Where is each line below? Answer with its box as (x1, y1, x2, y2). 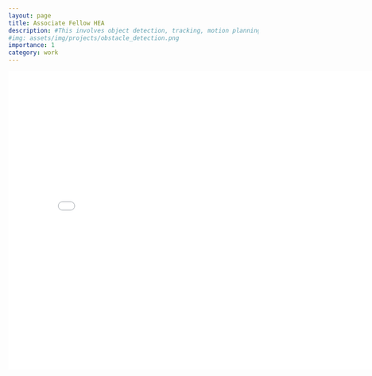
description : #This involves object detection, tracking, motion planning (8, 26, 262, 34)
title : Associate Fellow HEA (8, 19, 105, 27)
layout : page (8, 11, 52, 20)
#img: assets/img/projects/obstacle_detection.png (8, 33, 180, 42)
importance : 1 (8, 41, 56, 49)
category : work (8, 49, 59, 57)
